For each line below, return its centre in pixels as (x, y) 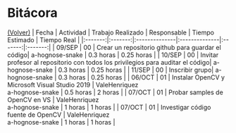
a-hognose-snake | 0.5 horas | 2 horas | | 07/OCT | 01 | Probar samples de (115, 92)
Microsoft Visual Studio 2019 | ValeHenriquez (73, 84)
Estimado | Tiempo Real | (44, 39)
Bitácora (32, 13)
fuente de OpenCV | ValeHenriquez (58, 115)
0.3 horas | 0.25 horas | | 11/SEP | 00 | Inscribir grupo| (136, 70)
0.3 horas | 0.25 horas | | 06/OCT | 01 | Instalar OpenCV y (142, 77)
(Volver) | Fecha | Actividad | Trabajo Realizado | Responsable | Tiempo (111, 32)
